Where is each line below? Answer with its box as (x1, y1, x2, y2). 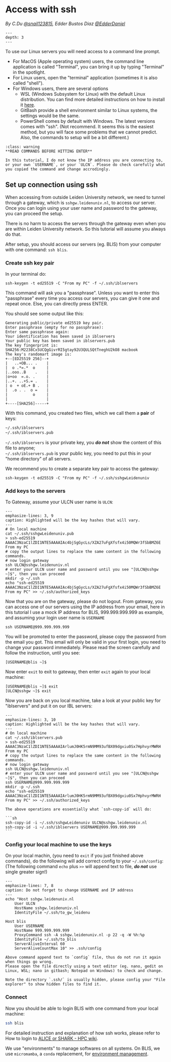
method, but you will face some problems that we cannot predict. (20, 129, 158, 135)
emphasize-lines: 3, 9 (5, 513, 54, 519)
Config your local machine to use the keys (5, 841, 112, 848)
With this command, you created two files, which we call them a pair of (5, 410, 155, 416)
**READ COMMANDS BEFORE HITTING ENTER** (5, 148, 93, 154)
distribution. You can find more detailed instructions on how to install (20, 96, 165, 102)
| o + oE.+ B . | (5, 383, 50, 388)
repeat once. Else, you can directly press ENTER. (5, 301, 108, 307)
